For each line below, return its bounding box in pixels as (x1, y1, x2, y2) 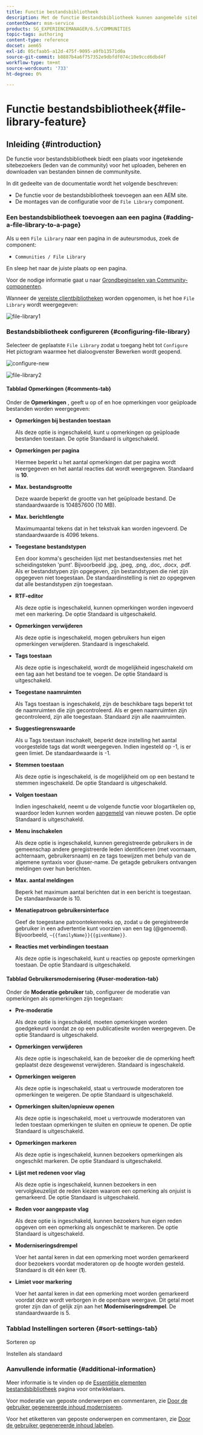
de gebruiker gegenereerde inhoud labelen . (6, 1422, 115, 1429)
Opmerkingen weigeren (14, 1073, 76, 1080)
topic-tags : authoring (6, 32, 63, 38)
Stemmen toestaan (14, 761, 65, 768)
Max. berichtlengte (14, 513, 65, 521)
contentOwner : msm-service (6, 20, 74, 26)
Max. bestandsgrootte (14, 483, 72, 491)
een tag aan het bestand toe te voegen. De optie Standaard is (14, 670, 168, 678)
